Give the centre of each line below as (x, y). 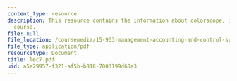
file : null (23, 33)
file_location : (30, 40)
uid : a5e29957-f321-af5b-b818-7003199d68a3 (72, 66)
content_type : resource (42, 14)
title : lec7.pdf (31, 60)
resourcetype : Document (42, 54)
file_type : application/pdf (49, 46)
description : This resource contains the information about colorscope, (116, 20)
